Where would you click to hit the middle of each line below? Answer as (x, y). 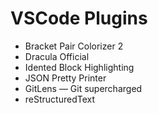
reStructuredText (60, 99)
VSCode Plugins (79, 18)
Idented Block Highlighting (79, 67)
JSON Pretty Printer (65, 78)
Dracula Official (57, 56)
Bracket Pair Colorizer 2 (74, 46)
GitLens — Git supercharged (83, 88)
